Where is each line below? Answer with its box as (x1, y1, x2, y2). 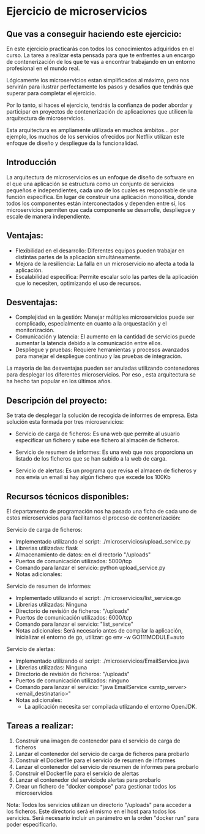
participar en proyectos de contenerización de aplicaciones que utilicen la (6, 108, 193, 115)
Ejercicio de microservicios (6, 4, 147, 18)
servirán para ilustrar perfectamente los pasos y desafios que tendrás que (6, 83, 194, 90)
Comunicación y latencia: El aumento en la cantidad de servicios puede (15, 333, 196, 340)
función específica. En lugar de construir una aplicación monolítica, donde (6, 193, 194, 200)
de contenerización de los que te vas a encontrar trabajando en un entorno (6, 58, 196, 65)
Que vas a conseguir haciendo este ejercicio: (6, 29, 182, 39)
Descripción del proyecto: (6, 395, 108, 406)
